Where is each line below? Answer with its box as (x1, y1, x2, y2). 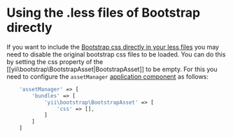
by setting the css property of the (6, 57, 104, 66)
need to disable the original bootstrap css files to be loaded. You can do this (6, 50, 226, 59)
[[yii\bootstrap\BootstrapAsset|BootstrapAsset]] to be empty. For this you (6, 65, 218, 73)
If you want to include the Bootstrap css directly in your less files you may (6, 43, 220, 51)
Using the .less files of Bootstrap (6, 5, 201, 21)
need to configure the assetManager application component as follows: (6, 72, 209, 81)
